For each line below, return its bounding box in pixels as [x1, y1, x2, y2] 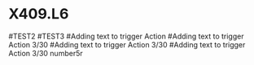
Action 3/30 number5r [8, 48, 83, 58]
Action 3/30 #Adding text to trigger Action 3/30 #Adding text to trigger [8, 39, 246, 49]
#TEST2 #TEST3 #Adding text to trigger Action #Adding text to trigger [8, 31, 244, 41]
